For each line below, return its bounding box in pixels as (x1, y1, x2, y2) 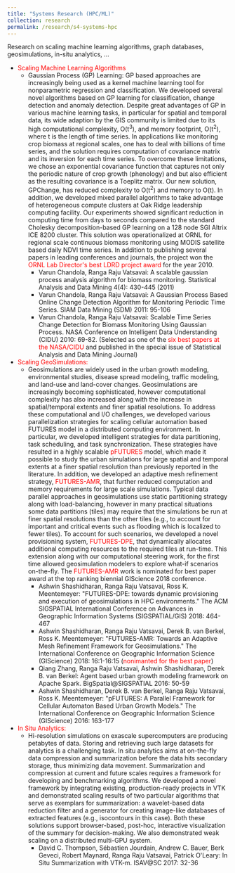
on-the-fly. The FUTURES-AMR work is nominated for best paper (27, 567, 216, 575)
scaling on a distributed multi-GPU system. (27, 836, 152, 844)
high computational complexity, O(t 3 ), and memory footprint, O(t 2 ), (27, 124, 221, 134)
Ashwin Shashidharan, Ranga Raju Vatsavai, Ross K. (38, 582, 189, 590)
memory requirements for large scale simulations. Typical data (27, 485, 209, 493)
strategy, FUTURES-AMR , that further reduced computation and (27, 477, 213, 485)
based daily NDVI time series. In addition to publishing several (27, 246, 207, 254)
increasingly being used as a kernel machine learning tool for (27, 79, 205, 87)
